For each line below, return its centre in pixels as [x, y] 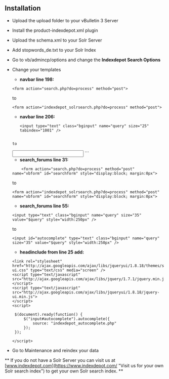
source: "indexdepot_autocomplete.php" [75, 323]
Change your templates [36, 69]
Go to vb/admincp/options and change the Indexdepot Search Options [86, 60]
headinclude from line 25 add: [52, 252]
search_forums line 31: [44, 159]
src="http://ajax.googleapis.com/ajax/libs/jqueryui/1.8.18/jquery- [86, 292]
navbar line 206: [37, 116]
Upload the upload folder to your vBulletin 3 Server [65, 20]
